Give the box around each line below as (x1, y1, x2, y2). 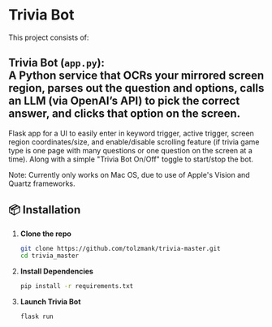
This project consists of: (8, 32, 89, 42)
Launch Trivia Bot (19, 297, 81, 307)
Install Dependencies (19, 266, 93, 277)
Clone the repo (19, 229, 71, 239)
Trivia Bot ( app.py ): (8, 56, 106, 70)
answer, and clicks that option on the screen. (8, 107, 241, 121)
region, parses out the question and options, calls (8, 81, 265, 95)
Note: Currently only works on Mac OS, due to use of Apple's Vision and (8, 170, 250, 179)
